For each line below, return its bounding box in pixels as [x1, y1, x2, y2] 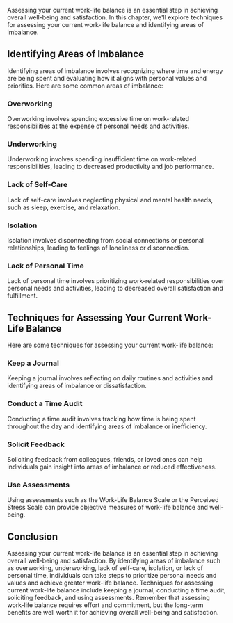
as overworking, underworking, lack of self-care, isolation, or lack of [7, 564, 203, 572]
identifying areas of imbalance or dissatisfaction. [7, 382, 147, 390]
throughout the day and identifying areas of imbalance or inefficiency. [7, 422, 207, 430]
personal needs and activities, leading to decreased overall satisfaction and [7, 284, 224, 293]
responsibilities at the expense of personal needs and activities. [7, 122, 190, 131]
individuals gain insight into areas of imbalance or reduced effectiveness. [7, 462, 217, 471]
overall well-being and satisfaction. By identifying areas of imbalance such [7, 556, 221, 565]
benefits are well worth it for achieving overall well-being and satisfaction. [7, 608, 219, 617]
